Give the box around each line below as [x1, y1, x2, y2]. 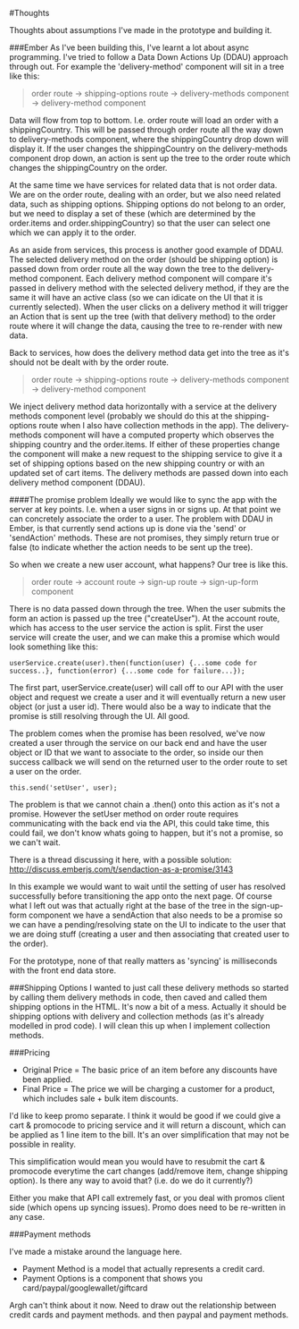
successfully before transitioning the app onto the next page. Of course [9, 891, 272, 902]
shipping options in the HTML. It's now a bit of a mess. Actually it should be [9, 1002, 287, 1012]
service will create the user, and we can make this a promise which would [9, 632, 280, 642]
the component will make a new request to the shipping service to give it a [9, 449, 283, 459]
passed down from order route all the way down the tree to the [9, 264, 240, 274]
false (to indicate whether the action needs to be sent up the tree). [9, 542, 253, 553]
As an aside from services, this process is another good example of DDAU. [9, 245, 284, 255]
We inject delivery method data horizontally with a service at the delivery [9, 402, 278, 411]
